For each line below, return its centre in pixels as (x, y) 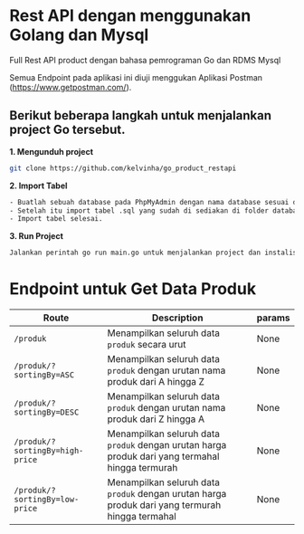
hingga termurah (142, 468)
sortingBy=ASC (44, 375)
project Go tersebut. (67, 130)
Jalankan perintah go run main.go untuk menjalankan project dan (135, 253)
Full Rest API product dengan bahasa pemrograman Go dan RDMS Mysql (145, 60)
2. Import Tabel (38, 186)
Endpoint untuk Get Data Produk (133, 289)
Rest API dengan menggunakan (130, 16)
